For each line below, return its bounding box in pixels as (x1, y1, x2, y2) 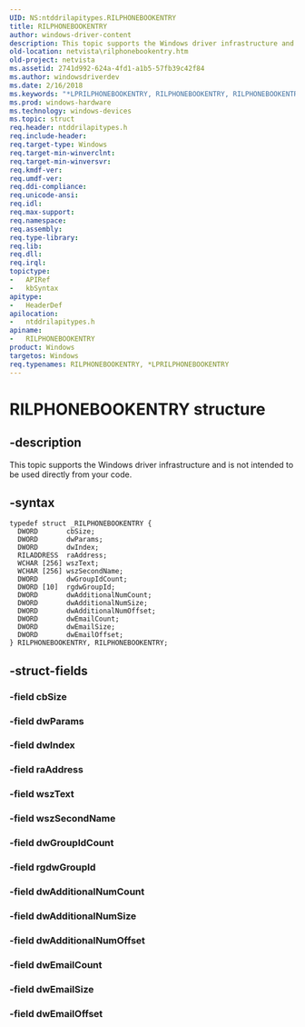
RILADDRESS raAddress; (17, 551, 107, 560)
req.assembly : (9, 224, 64, 234)
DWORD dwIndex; (17, 543, 100, 553)
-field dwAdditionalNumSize (9, 910, 137, 922)
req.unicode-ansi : (9, 191, 79, 200)
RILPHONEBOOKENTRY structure (9, 399, 266, 419)
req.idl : (9, 199, 43, 209)
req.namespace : (9, 215, 67, 225)
